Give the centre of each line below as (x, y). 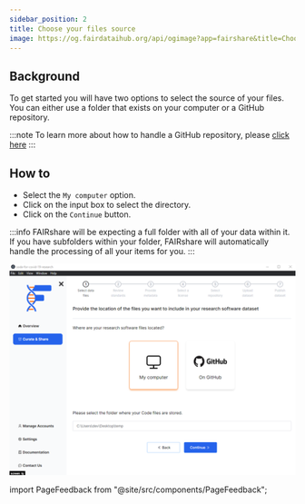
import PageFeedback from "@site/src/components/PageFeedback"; (138, 489)
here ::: (23, 144)
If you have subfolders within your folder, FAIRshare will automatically (139, 242)
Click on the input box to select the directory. (107, 205)
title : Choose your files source (73, 29)
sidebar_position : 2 (49, 19)
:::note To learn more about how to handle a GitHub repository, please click (150, 135)
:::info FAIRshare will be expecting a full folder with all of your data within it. (150, 232)
